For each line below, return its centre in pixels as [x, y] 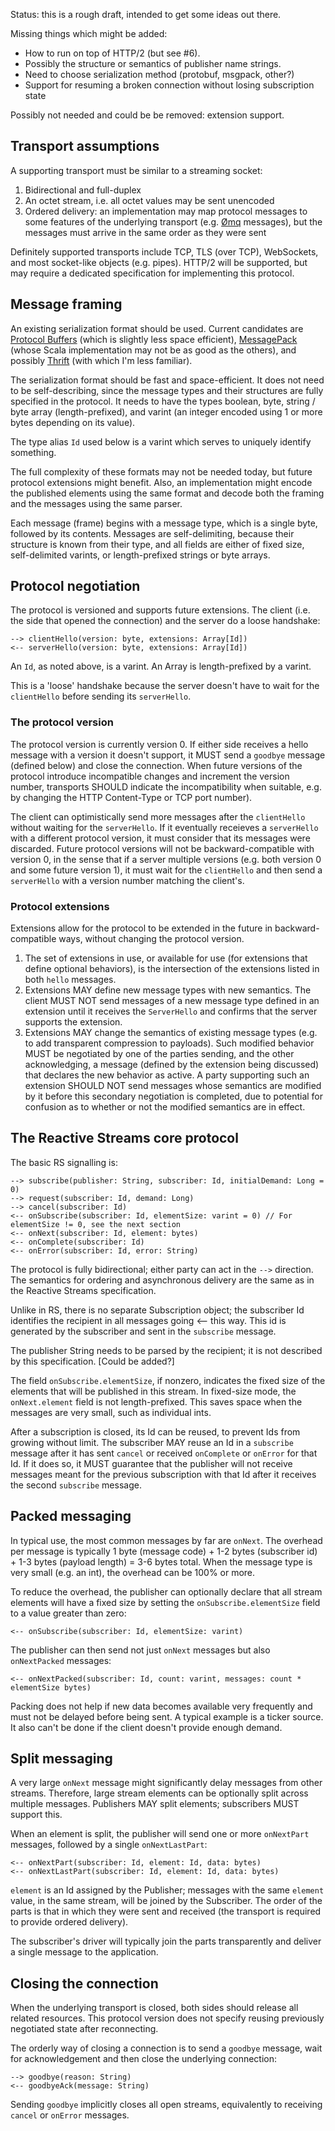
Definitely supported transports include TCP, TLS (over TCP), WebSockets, [164, 251]
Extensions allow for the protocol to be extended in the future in [141, 928]
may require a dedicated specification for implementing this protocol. [152, 273]
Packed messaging [71, 1516]
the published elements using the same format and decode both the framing [167, 493]
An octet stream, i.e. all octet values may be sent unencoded [149, 200]
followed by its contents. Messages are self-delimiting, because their [152, 533]
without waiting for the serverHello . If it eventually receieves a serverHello [164, 827]
